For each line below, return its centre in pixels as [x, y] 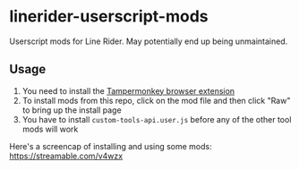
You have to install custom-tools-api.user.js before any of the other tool [157, 119]
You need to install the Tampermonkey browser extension [128, 90]
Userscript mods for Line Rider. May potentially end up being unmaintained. [149, 41]
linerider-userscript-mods [109, 17]
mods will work [50, 129]
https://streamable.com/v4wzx [66, 156]
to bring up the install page [72, 110]
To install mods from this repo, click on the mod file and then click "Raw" [156, 100]
